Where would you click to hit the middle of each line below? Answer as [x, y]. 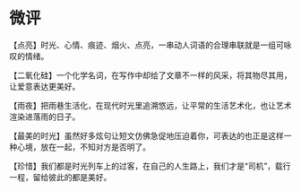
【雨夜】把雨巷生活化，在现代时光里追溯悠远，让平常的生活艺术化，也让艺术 [150, 105]
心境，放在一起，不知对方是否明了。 [83, 147]
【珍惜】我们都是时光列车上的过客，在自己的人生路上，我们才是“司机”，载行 [150, 166]
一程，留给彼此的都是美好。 [60, 177]
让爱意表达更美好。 [45, 86]
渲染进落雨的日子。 [45, 117]
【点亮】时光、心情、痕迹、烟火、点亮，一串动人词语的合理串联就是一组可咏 [150, 45]
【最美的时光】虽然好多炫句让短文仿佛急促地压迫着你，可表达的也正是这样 [146, 135]
